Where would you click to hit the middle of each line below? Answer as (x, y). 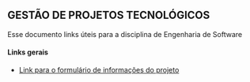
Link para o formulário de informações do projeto (99, 70)
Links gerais (28, 52)
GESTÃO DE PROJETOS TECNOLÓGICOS (109, 15)
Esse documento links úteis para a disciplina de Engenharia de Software (125, 34)
